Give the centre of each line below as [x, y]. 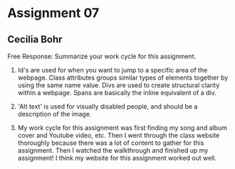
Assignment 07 [53, 13]
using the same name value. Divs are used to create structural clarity [119, 85]
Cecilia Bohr [35, 39]
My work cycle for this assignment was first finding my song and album [122, 128]
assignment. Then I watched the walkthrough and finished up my [113, 150]
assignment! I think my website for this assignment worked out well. [117, 158]
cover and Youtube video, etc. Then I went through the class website [119, 135]
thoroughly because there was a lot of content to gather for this [111, 143]
